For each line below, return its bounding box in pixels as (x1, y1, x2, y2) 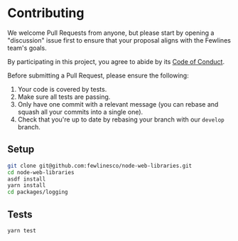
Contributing (7, 5, 85, 21)
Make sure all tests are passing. (17, 92, 111, 101)
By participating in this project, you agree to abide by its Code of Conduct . (7, 57, 225, 65)
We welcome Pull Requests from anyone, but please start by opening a (7, 28, 215, 37)
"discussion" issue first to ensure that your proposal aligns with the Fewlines (7, 36, 231, 44)
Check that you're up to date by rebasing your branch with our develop (17, 115, 225, 124)
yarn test (7, 227, 37, 234)
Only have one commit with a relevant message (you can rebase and (17, 100, 219, 108)
